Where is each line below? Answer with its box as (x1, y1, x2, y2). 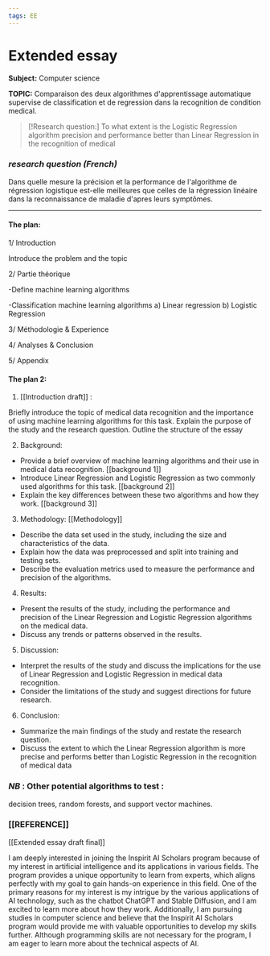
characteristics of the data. (19, 539, 110, 548)
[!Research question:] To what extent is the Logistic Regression (27, 122, 238, 131)
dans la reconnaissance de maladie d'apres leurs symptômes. (8, 194, 213, 204)
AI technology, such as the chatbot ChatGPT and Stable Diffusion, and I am (8, 896, 257, 905)
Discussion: (19, 645, 59, 655)
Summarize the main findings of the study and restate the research (19, 726, 243, 736)
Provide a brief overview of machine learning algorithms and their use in (19, 456, 260, 466)
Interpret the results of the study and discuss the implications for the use (19, 661, 261, 671)
